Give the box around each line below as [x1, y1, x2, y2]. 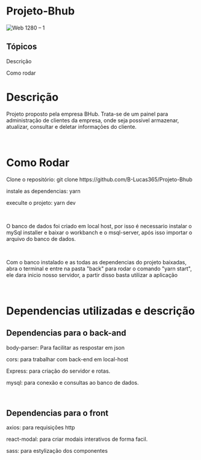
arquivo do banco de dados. [6, 235, 76, 242]
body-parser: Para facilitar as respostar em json [6, 344, 125, 351]
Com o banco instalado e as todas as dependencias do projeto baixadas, [6, 258, 187, 266]
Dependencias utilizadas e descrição [6, 304, 196, 317]
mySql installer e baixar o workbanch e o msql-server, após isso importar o [6, 229, 193, 236]
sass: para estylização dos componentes [6, 447, 108, 455]
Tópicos [6, 42, 37, 52]
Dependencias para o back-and [6, 328, 126, 338]
